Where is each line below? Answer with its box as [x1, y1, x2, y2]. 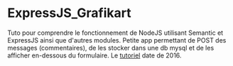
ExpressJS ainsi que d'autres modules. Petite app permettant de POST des [7, 35, 227, 44]
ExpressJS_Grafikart [7, 5, 131, 21]
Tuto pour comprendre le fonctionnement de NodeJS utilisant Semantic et [7, 28, 224, 37]
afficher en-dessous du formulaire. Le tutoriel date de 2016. [7, 51, 182, 60]
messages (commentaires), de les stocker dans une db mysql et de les [7, 43, 215, 52]
